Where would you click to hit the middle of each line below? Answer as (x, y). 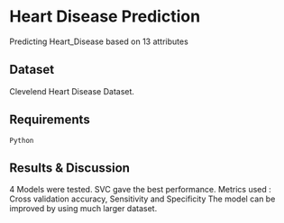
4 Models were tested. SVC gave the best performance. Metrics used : (141, 190)
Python (22, 140)
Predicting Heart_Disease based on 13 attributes (99, 41)
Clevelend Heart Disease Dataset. (72, 91)
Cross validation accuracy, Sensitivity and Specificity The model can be (142, 199)
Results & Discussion (70, 168)
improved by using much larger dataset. (83, 209)
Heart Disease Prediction (105, 17)
